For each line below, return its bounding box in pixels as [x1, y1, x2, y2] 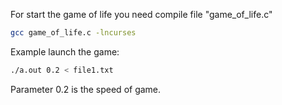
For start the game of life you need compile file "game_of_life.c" [10, 9, 273, 20]
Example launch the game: [10, 45, 120, 58]
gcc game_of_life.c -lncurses [10, 28, 137, 38]
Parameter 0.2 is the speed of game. [10, 83, 162, 95]
